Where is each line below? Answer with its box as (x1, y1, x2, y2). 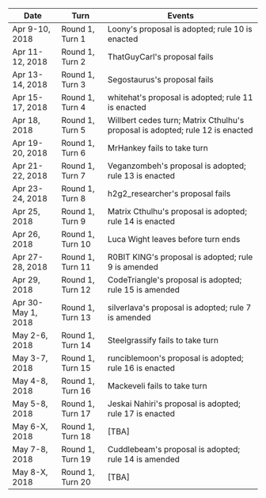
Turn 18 (61, 431, 91, 442)
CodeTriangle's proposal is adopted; (107, 274, 242, 285)
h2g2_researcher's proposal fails (107, 188, 231, 199)
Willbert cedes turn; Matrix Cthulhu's (107, 115, 245, 125)
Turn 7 (61, 170, 86, 181)
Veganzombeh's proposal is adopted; (107, 160, 247, 171)
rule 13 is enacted (107, 170, 176, 181)
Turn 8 (61, 193, 86, 204)
